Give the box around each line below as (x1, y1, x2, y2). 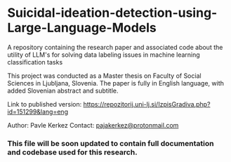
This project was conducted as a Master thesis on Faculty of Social (7, 72, 202, 80)
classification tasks (7, 58, 63, 66)
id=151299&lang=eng (7, 107, 69, 116)
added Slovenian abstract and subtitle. (7, 86, 119, 95)
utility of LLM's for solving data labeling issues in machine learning (7, 50, 200, 59)
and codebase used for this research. (7, 147, 138, 157)
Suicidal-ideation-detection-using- (7, 5, 218, 21)
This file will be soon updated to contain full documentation (7, 138, 214, 148)
